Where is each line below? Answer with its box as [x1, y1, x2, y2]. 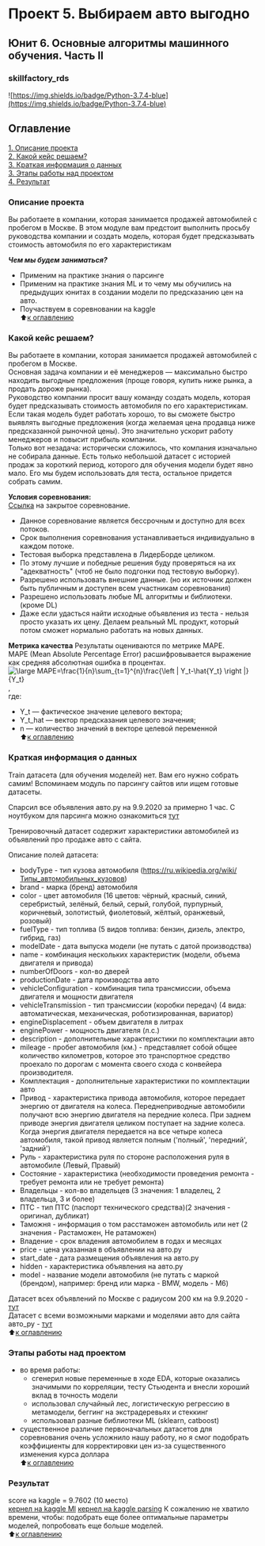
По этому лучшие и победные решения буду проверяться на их [19, 558, 236, 568]
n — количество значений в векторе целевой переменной [19, 723, 218, 734]
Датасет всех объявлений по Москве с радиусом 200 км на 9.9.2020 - [8, 1294, 249, 1303]
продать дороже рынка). [8, 384, 93, 393]
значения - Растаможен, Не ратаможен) [19, 1227, 157, 1237]
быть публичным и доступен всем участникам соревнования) [19, 584, 231, 593]
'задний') [19, 1143, 51, 1153]
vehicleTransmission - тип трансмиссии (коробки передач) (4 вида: [19, 1000, 247, 1010]
